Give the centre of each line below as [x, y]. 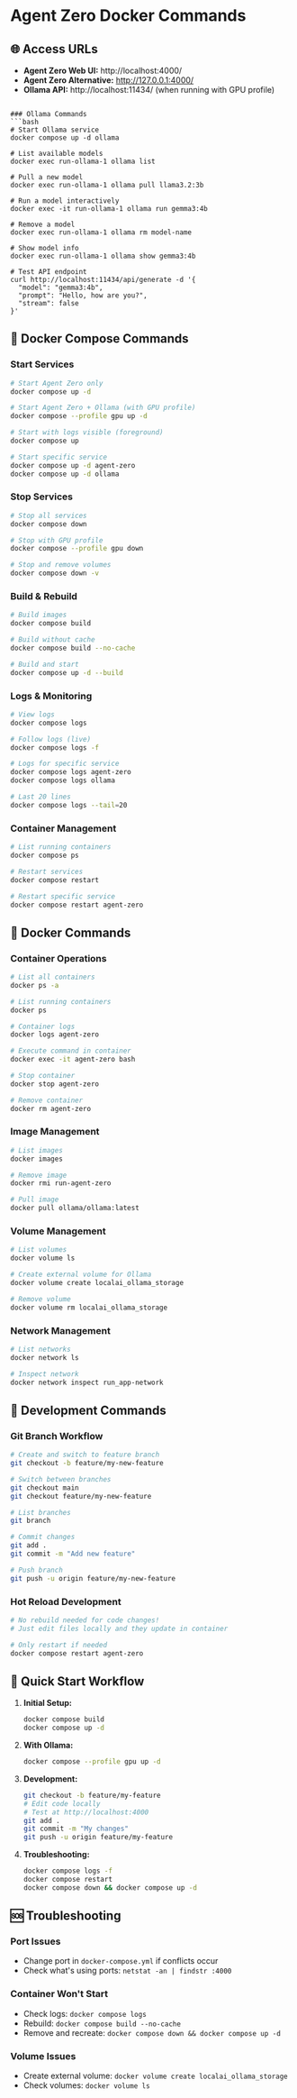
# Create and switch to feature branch [85, 1455]
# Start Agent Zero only [57, 383]
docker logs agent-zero [55, 1035]
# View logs [32, 714]
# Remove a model [43, 224]
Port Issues [36, 1941]
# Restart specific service [63, 896]
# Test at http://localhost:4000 [86, 1812]
